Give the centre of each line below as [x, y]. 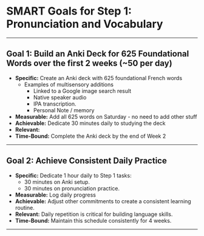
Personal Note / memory [64, 110]
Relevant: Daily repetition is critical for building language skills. [94, 214]
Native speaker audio [60, 97]
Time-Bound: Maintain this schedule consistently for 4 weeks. [93, 220]
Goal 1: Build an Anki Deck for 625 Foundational [98, 54]
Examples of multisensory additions [69, 84]
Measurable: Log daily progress [55, 195]
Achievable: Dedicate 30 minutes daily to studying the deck [90, 123]
